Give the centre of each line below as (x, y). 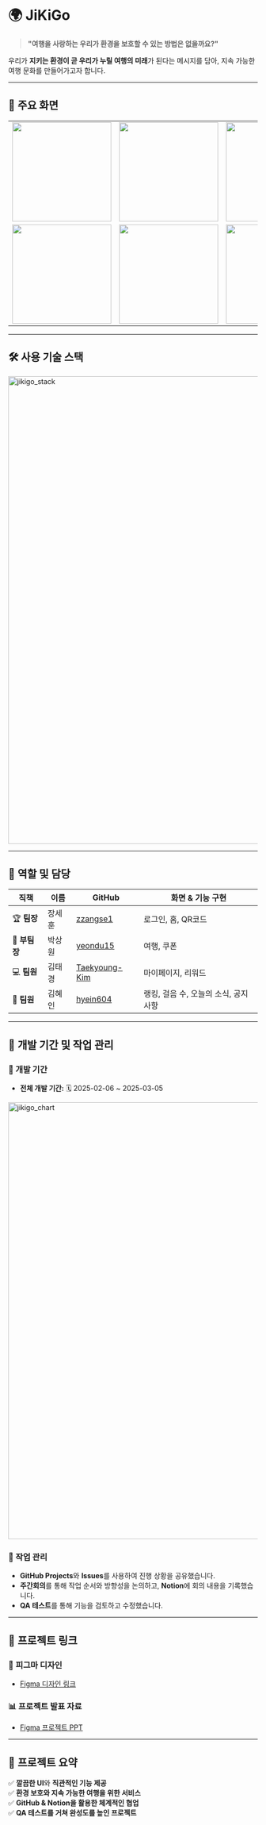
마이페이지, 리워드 (175, 973)
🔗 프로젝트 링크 (43, 1641)
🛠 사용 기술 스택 (46, 357)
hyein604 (94, 999)
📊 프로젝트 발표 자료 (45, 1706)
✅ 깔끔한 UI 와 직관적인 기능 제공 (57, 1783)
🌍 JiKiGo (39, 15)
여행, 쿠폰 (160, 947)
